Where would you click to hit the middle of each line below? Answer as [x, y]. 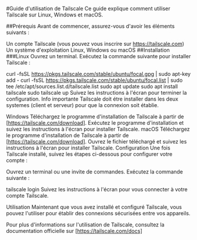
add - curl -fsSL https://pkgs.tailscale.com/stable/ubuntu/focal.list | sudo [94, 80]
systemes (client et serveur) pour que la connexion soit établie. [82, 105]
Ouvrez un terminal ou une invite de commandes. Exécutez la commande [95, 172]
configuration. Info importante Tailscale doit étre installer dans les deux [92, 99]
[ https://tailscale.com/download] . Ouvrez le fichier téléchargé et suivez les [96, 141]
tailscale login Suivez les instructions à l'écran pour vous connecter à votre [97, 189]
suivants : [18, 32]
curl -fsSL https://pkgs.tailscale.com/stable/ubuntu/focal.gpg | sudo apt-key [98, 74]
